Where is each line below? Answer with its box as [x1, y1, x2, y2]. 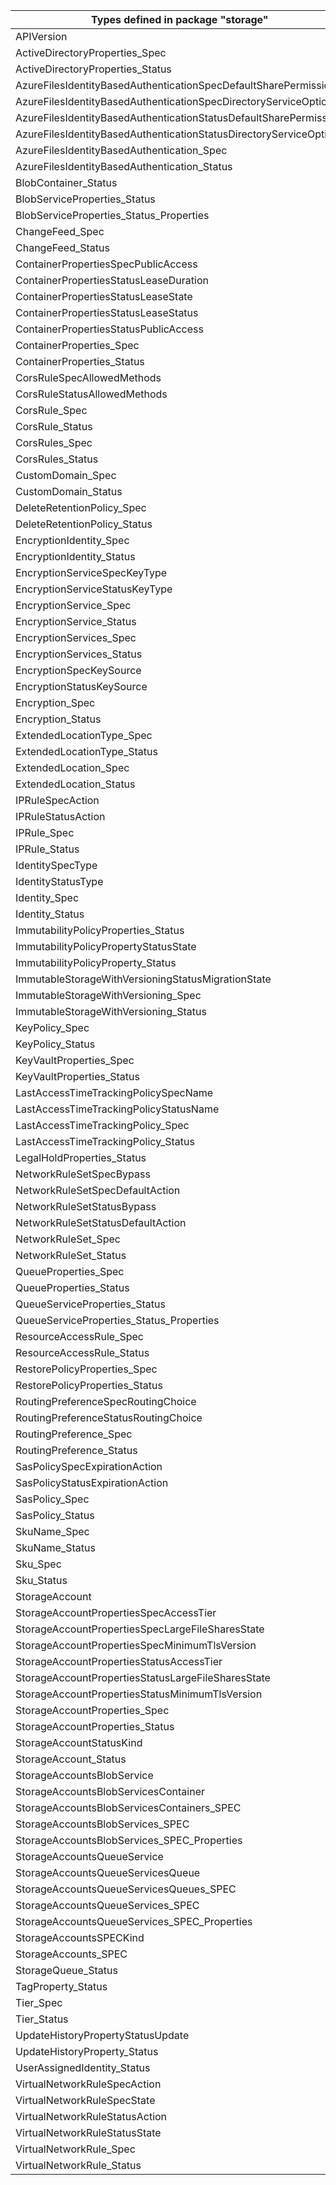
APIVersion [15, 30, 68, 43]
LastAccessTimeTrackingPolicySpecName [15, 1086, 214, 1099]
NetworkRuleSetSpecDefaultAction [15, 1184, 181, 1197]
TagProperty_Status [15, 1980, 108, 1993]
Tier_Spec [15, 1996, 63, 2009]
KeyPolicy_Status [15, 1037, 96, 1051]
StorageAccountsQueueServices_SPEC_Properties [15, 1915, 253, 1928]
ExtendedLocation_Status [15, 777, 136, 791]
